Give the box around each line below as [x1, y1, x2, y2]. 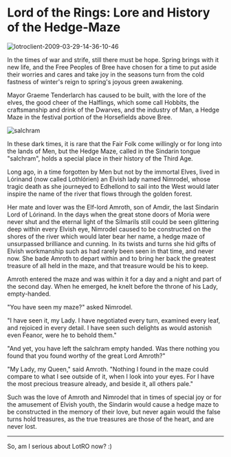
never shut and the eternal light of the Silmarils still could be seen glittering [7, 217, 219, 225]
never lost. [7, 422, 37, 430]
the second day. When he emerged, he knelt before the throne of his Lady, [7, 282, 219, 290]
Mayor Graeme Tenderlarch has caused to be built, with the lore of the [7, 91, 206, 99]
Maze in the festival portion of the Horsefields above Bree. [7, 112, 173, 121]
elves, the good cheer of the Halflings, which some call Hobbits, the [7, 98, 199, 106]
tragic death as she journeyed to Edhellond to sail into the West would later [7, 182, 219, 190]
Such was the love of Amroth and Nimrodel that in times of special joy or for [7, 393, 222, 401]
